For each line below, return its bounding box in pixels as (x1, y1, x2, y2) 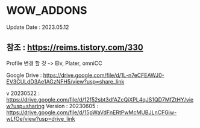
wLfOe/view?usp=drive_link (6, 115, 75, 122)
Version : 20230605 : (46, 102, 99, 109)
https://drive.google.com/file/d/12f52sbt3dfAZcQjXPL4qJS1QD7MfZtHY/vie (6, 96, 194, 103)
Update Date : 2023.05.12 (6, 23, 69, 31)
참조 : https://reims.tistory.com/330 (6, 43, 143, 53)
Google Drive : (6, 72, 42, 79)
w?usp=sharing (6, 102, 45, 109)
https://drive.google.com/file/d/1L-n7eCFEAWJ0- (43, 72, 164, 79)
